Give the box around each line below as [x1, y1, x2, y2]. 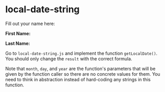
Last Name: [5, 40, 30, 47]
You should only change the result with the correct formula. [5, 55, 132, 62]
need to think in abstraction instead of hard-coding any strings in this [5, 76, 151, 82]
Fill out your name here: [5, 20, 55, 27]
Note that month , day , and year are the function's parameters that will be [5, 65, 156, 72]
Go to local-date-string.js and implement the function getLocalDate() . [5, 50, 157, 56]
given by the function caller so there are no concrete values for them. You [5, 71, 160, 77]
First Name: [5, 30, 31, 36]
